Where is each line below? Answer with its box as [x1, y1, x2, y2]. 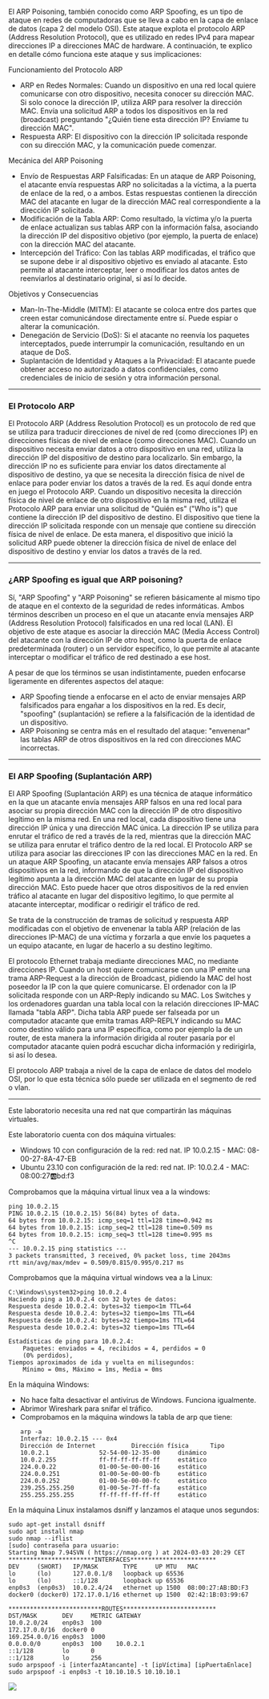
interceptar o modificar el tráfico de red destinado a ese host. [8, 652, 211, 661]
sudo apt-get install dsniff [8, 1520, 106, 1528]
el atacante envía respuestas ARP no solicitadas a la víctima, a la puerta [19, 180, 257, 189]
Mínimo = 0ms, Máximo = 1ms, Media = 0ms [22, 1365, 163, 1373]
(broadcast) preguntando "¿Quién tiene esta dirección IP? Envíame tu [19, 115, 249, 124]
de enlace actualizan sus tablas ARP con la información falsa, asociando [19, 222, 259, 232]
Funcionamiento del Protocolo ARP [8, 65, 123, 75]
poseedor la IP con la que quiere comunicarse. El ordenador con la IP [8, 982, 237, 991]
